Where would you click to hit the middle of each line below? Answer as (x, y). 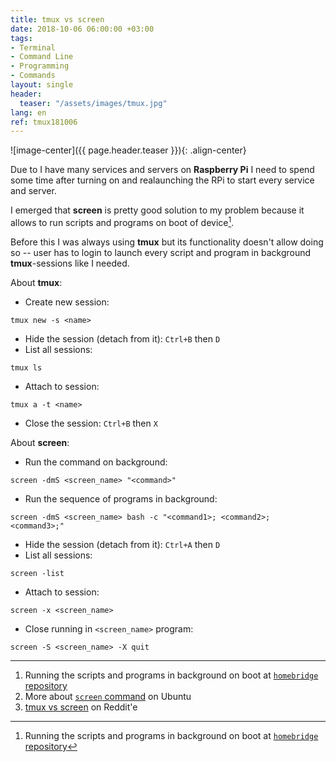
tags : (21, 38)
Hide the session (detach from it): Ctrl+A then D (122, 544)
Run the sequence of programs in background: (121, 498)
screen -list (37, 573)
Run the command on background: (96, 462)
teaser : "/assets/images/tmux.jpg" (93, 103)
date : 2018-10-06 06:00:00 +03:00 (82, 29)
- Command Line (42, 57)
